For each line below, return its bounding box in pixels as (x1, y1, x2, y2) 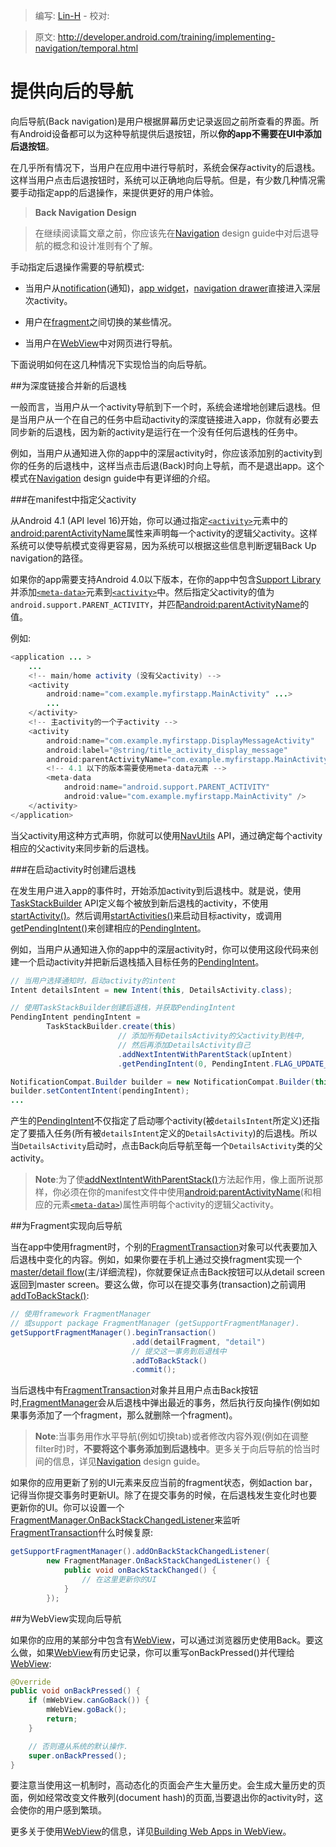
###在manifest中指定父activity (10, 493, 137, 505)
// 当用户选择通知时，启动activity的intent (10, 975, 177, 986)
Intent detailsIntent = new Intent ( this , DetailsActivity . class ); (10, 985, 293, 995)
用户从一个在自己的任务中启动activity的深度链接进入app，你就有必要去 (27, 413, 319, 425)
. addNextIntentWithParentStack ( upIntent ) (117, 1049, 293, 1059)
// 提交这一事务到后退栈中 (131, 1346, 227, 1356)
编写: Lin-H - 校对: (34, 10, 110, 21)
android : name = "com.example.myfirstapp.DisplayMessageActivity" (46, 735, 315, 746)
